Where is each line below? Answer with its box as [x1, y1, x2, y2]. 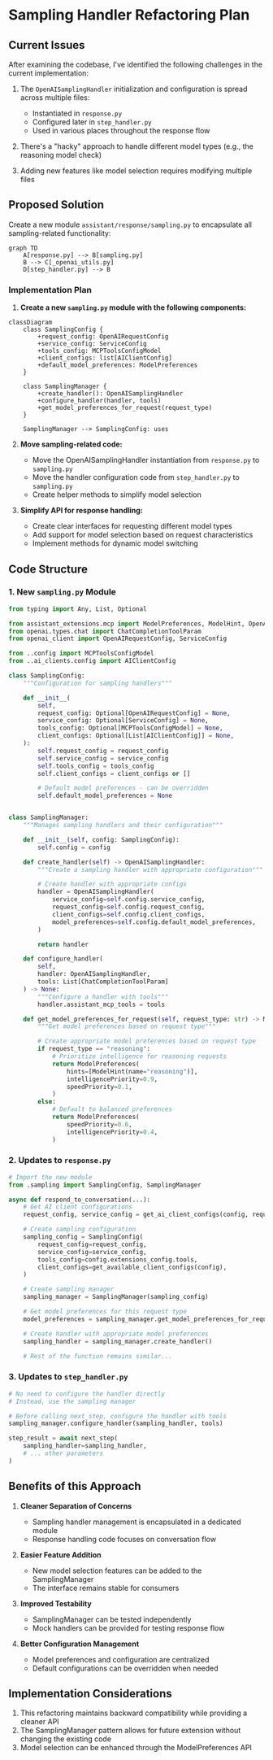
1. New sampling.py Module [8, 586, 116, 598]
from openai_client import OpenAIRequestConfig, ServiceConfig [8, 634, 227, 643]
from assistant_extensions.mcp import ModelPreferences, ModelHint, [8, 620, 245, 628]
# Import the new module [8, 1173, 93, 1181]
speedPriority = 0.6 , [66, 1120, 132, 1128]
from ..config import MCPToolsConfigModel [8, 649, 154, 658]
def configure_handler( [23, 955, 104, 963]
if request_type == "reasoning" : [37, 1045, 151, 1053]
